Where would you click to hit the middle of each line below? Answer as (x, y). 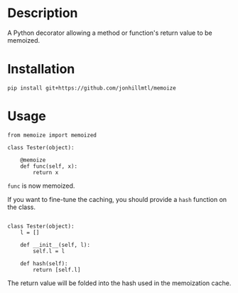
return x (46, 172)
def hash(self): (44, 263)
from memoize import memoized (52, 135)
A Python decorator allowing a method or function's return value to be (110, 33)
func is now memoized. (41, 186)
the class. (22, 207)
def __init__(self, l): (55, 245)
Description (43, 13)
